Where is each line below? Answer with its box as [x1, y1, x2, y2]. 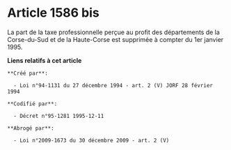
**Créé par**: [7, 70, 49, 77]
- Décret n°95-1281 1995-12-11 [13, 112, 104, 119]
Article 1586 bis [7, 5, 99, 21]
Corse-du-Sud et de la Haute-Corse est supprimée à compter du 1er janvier [7, 35, 224, 43]
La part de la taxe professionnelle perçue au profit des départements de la [7, 28, 221, 36]
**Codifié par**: [7, 100, 58, 107]
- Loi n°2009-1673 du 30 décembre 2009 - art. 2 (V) [13, 137, 170, 144]
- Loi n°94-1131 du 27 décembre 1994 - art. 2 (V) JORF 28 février [13, 82, 214, 89]
